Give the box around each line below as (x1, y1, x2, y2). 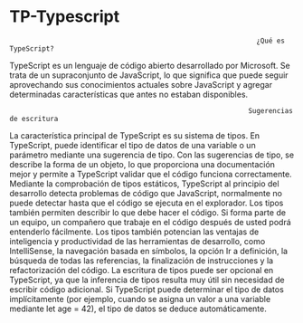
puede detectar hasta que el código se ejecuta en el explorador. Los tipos (9, 197, 284, 208)
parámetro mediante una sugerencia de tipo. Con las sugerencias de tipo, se (9, 149, 295, 160)
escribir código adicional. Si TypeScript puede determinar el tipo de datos (9, 283, 285, 295)
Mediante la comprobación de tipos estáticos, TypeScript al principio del (9, 178, 279, 189)
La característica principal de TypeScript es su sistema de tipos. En (9, 129, 260, 141)
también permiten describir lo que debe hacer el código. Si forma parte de (9, 206, 287, 218)
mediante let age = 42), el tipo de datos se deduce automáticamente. (9, 303, 267, 314)
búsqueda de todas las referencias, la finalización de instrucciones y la (9, 255, 274, 266)
